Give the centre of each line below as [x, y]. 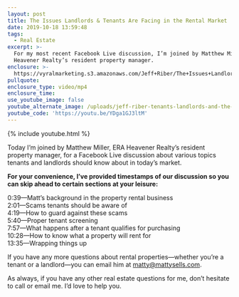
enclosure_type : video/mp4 [47, 87]
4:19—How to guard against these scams [68, 213]
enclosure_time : [31, 93]
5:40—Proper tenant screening [53, 220]
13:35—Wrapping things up [47, 243]
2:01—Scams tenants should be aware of [68, 205]
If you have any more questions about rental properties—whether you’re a [116, 256]
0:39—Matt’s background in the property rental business [90, 197]
